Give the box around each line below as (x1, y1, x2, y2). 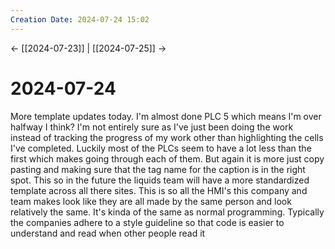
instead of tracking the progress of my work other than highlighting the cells (10, 131, 324, 143)
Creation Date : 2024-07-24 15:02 (10, 14, 150, 25)
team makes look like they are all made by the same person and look (10, 195, 292, 207)
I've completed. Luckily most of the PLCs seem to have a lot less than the (10, 142, 312, 154)
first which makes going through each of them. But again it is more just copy (10, 152, 325, 165)
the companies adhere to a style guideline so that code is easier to (10, 216, 285, 228)
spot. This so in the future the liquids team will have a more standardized (10, 174, 310, 186)
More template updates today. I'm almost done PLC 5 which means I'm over (10, 110, 322, 122)
